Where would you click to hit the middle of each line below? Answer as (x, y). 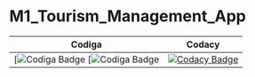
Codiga (86, 44)
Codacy (203, 44)
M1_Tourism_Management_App (127, 16)
